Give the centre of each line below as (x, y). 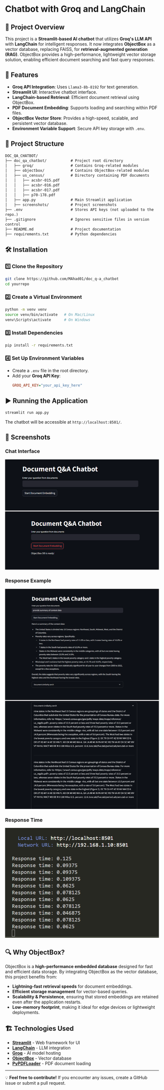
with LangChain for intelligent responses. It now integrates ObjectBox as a (80, 44)
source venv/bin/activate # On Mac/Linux (50, 315)
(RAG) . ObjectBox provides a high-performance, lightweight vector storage (81, 54)
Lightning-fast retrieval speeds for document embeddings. (72, 986)
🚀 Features (22, 75)
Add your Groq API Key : (36, 376)
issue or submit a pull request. (35, 1083)
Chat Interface (23, 451)
